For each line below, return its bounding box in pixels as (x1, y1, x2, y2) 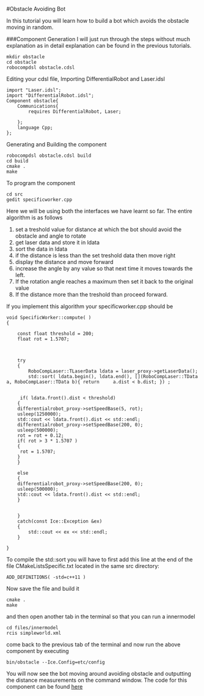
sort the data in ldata (15, 245, 68, 252)
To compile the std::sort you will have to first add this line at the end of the (6, 556, 194, 563)
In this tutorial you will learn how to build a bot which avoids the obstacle (6, 17, 189, 24)
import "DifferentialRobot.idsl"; (6, 93, 95, 99)
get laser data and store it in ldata (15, 239, 100, 246)
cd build (6, 158, 29, 164)
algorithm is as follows (6, 214, 63, 221)
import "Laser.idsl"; (6, 87, 62, 93)
